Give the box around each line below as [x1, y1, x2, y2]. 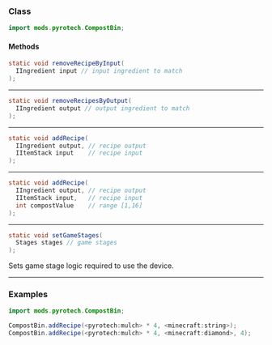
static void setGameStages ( [8, 231, 104, 240]
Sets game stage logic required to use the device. [8, 261, 174, 270]
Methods [8, 41, 40, 51]
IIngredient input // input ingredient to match [15, 67, 183, 75]
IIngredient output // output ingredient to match [15, 104, 190, 113]
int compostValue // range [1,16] [15, 201, 143, 210]
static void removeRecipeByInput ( [8, 59, 125, 68]
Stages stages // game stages [15, 239, 117, 247]
